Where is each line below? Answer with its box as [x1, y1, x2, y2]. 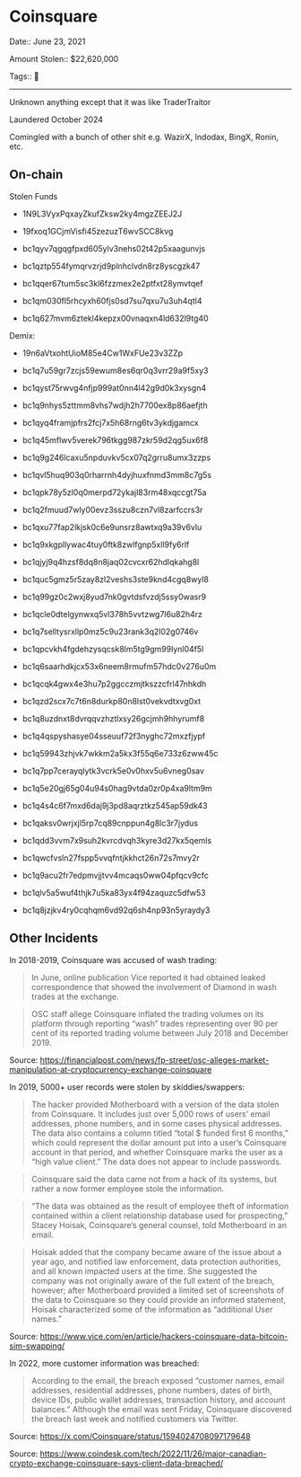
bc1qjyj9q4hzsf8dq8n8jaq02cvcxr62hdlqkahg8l [21, 556, 200, 567]
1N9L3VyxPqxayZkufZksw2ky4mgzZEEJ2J [21, 208, 183, 219]
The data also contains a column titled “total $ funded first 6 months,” [30, 1128, 288, 1138]
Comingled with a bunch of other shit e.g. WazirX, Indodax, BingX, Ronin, [9, 131, 279, 142]
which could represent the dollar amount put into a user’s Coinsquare [30, 1136, 287, 1147]
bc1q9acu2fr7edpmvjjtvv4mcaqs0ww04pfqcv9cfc [21, 870, 209, 880]
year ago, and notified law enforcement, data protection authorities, [30, 1256, 281, 1267]
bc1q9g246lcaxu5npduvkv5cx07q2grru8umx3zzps [21, 452, 211, 463]
